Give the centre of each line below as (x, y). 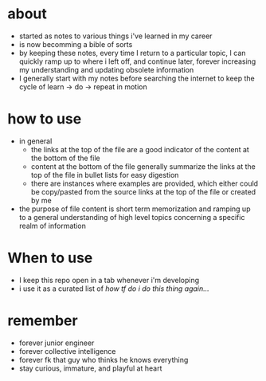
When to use (50, 258)
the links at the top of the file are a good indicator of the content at (140, 149)
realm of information (53, 226)
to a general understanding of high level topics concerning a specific (132, 217)
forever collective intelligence (67, 351)
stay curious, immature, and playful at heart (90, 368)
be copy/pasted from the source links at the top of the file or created (143, 191)
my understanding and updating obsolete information (106, 69)
